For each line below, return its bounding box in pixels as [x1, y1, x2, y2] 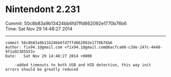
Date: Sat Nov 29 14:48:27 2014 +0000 [5, 53, 93, 59]
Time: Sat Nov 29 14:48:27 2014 [5, 25, 73, 31]
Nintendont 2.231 [5, 4, 80, 15]
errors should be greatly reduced [5, 67, 79, 72]
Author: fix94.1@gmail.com [5, 45, 63, 50]
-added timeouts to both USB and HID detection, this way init [14, 62, 152, 67]
